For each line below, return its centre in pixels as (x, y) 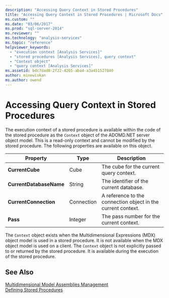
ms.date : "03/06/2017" (29, 24)
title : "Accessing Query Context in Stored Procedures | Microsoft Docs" (84, 15)
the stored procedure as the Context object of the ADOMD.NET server (77, 135)
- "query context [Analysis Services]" (52, 66)
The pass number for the (131, 216)
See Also (19, 272)
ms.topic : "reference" (29, 43)
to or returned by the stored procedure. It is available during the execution (82, 251)
